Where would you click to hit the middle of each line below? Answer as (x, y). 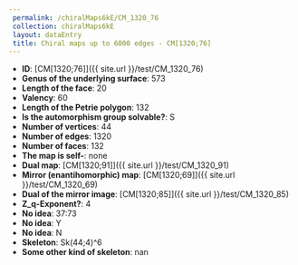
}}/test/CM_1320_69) (60, 185)
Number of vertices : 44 (67, 127)
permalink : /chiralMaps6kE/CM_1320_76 (86, 18)
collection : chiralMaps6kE (63, 26)
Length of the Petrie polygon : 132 (85, 108)
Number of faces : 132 (63, 146)
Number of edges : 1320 (67, 136)
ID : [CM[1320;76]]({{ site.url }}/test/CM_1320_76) (113, 69)
